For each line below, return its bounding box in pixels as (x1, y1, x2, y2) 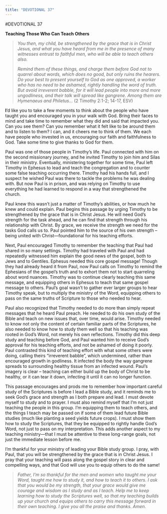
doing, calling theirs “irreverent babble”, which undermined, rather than (5, 352, 151, 358)
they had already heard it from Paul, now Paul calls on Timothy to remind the (5, 263, 163, 269)
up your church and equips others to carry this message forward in (17, 498, 156, 504)
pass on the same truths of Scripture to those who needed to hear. (5, 295, 142, 301)
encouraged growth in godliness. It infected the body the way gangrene (5, 357, 153, 364)
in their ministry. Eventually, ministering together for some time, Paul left (5, 159, 153, 165)
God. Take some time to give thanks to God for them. (5, 139, 114, 145)
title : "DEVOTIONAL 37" (5, 7, 55, 12)
